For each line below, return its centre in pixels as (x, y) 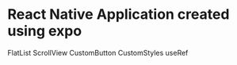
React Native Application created (118, 14)
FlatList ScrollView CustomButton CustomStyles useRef (98, 52)
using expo (45, 31)
